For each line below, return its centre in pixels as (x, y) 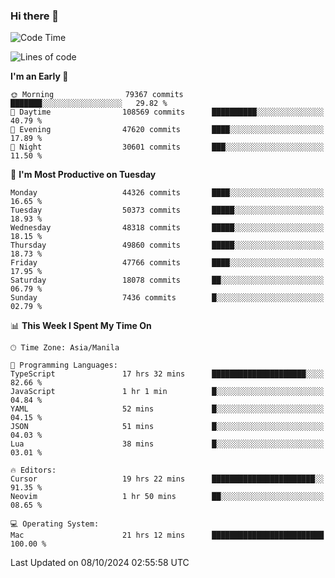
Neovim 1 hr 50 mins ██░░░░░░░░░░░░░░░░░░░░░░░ (167, 497)
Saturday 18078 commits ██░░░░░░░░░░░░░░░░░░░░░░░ (167, 280)
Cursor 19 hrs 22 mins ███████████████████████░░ (167, 479)
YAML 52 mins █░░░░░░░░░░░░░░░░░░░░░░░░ (167, 409)
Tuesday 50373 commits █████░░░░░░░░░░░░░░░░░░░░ (167, 210)
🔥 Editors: (33, 470)
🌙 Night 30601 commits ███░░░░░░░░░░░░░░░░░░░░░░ (167, 147)
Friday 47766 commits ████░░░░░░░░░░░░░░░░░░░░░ (167, 263)
